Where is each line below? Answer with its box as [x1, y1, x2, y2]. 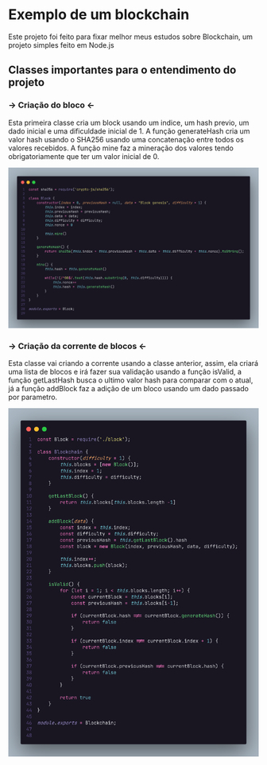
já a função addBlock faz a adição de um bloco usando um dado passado [8, 384, 249, 394]
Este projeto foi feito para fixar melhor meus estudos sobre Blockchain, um [8, 32, 253, 41]
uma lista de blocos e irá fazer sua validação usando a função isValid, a [8, 367, 242, 377]
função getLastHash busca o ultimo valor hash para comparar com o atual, [8, 375, 253, 385]
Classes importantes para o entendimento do [8, 64, 237, 77]
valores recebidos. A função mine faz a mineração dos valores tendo [8, 143, 234, 153]
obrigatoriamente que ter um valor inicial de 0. [8, 151, 160, 161]
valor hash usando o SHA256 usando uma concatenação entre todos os [8, 134, 244, 144]
